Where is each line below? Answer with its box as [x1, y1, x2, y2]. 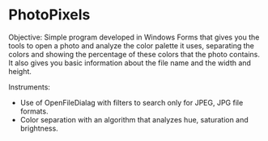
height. [8, 66, 32, 76]
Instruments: [8, 82, 51, 92]
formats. [19, 106, 49, 116]
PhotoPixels [8, 6, 91, 24]
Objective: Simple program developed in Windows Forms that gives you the [8, 32, 260, 42]
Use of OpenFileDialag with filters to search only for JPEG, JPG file [19, 97, 244, 107]
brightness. [19, 123, 58, 133]
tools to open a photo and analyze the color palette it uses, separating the [8, 40, 255, 50]
